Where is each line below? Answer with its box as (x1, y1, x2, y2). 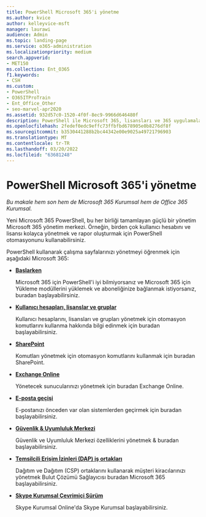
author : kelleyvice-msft (6, 20, 70, 26)
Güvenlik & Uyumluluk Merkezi (15, 425, 96, 432)
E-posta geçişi (15, 394, 53, 402)
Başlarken (15, 266, 42, 274)
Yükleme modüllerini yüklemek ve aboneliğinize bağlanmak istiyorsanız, (15, 285, 197, 292)
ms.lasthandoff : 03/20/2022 (6, 146, 78, 152)
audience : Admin (6, 32, 48, 38)
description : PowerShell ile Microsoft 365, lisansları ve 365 (6, 117, 172, 123)
